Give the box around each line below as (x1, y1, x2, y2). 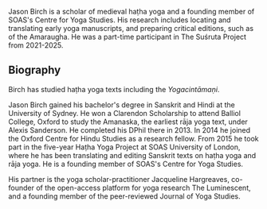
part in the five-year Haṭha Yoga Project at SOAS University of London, (8, 142, 241, 152)
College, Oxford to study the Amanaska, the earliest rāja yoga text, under (8, 117, 249, 126)
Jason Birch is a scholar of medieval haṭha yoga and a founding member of (8, 7, 255, 16)
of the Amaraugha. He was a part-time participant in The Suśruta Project (8, 32, 247, 41)
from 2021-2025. (8, 41, 64, 50)
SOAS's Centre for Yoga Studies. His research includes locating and (8, 15, 231, 25)
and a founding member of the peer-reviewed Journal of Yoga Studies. (8, 191, 241, 201)
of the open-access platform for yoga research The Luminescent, (35, 183, 251, 192)
